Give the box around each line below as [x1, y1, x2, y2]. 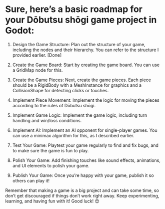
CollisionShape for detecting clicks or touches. [12, 87, 109, 93]
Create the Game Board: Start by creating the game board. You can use [12, 62, 160, 68]
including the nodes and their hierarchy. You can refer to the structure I [12, 47, 159, 53]
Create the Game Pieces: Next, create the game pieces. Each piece [12, 77, 151, 83]
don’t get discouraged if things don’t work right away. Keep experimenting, [5, 192, 159, 198]
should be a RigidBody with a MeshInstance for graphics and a [12, 82, 141, 88]
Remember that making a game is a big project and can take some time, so [5, 187, 159, 193]
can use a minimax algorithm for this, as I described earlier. [12, 132, 134, 138]
